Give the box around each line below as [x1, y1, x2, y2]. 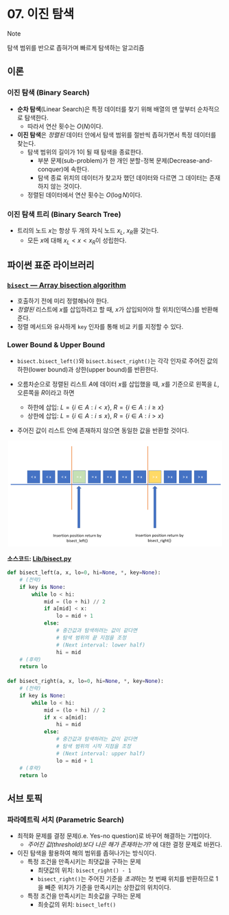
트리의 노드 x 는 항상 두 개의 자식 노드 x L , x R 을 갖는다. [16, 226, 159, 236]
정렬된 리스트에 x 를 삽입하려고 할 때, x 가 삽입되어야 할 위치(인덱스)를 [16, 305, 200, 314]
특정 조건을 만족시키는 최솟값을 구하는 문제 [27, 892, 142, 900]
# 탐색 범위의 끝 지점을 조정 [56, 634, 127, 641]
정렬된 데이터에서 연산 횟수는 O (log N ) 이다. [27, 190, 143, 199]
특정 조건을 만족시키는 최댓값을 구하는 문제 [27, 857, 142, 866]
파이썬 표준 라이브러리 [7, 259, 95, 271]
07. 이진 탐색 [7, 6, 74, 22]
